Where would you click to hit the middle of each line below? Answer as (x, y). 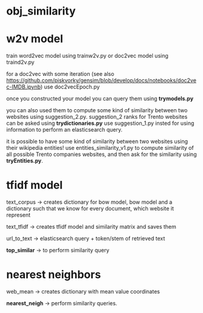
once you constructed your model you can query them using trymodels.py (100, 99)
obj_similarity (41, 11)
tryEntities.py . (25, 161)
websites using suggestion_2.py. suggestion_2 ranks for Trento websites (97, 117)
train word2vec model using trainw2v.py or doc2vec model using (87, 56)
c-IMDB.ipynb (24, 87)
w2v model (35, 39)
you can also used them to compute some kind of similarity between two (97, 110)
